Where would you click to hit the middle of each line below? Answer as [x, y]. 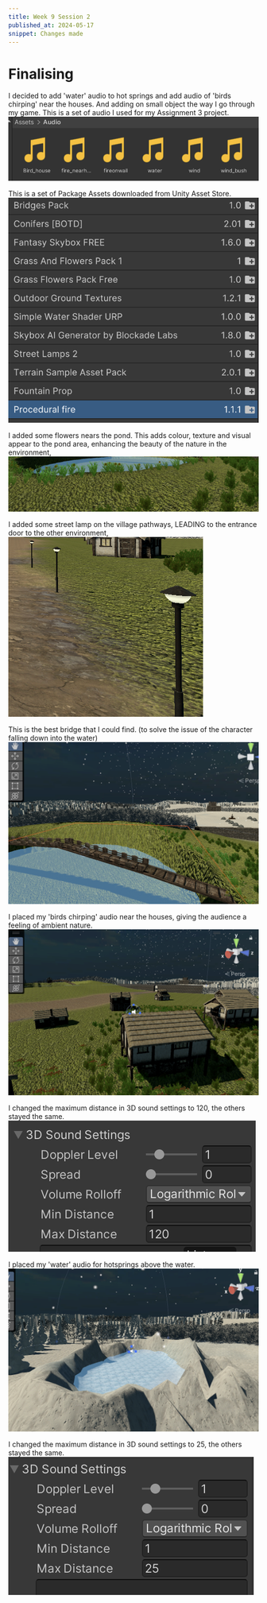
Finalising [41, 74]
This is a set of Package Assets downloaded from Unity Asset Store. [120, 193]
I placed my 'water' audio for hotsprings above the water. [102, 1264]
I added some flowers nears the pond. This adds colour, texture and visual [130, 435]
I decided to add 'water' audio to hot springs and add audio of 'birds [120, 96]
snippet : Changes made [46, 33]
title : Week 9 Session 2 [49, 17]
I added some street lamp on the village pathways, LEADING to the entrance [133, 525]
